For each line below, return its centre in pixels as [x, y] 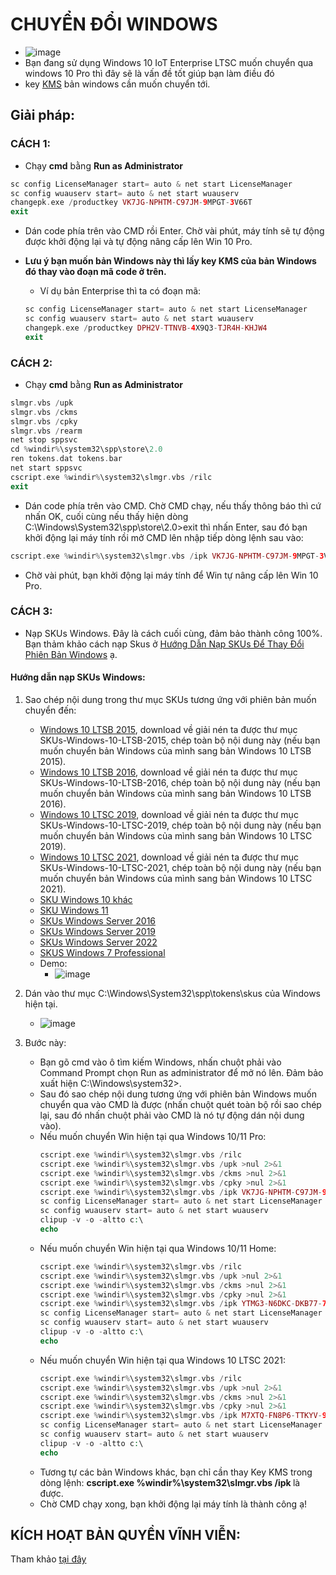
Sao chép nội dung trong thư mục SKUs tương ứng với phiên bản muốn [170, 700]
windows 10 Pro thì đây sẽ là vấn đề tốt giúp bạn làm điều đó [149, 73]
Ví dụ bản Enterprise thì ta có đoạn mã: [120, 291]
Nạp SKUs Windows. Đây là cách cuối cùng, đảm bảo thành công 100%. [173, 633]
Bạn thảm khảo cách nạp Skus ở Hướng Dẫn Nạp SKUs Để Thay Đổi [164, 644]
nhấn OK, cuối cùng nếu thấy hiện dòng [106, 516]
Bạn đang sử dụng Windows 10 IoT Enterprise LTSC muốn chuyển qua [169, 62]
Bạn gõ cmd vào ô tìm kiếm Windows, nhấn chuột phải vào [160, 1062]
